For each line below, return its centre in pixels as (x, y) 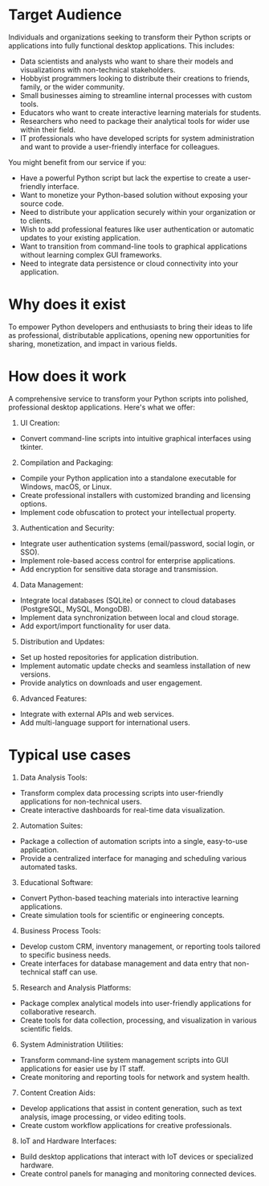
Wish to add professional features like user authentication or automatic (137, 229)
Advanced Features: (53, 698)
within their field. (48, 130)
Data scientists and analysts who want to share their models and (126, 61)
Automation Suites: (51, 826)
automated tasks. (49, 867)
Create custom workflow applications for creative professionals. (126, 1125)
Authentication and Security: (67, 528)
